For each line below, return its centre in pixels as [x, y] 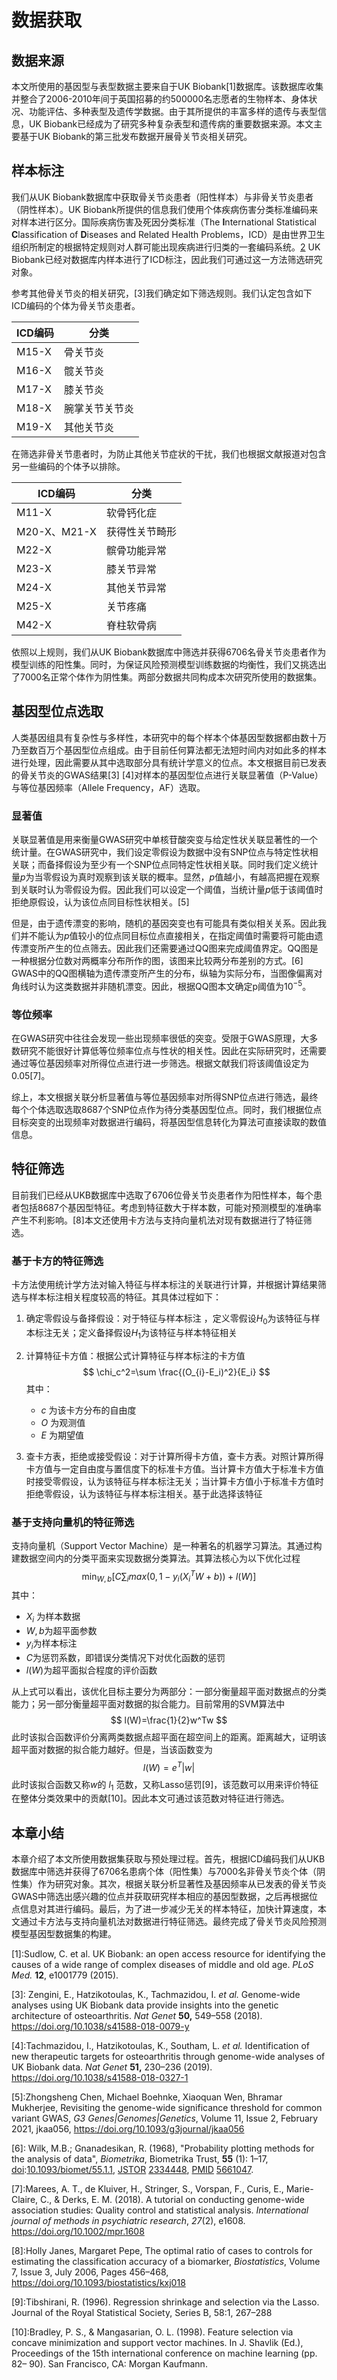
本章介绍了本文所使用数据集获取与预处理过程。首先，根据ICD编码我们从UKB [168, 1859]
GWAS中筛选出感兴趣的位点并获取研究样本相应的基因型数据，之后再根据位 [165, 1897]
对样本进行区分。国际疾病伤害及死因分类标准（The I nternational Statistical [164, 222]
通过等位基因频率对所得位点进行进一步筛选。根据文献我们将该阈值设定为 [160, 1063]
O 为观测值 [63, 1422]
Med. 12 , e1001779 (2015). [65, 1975]
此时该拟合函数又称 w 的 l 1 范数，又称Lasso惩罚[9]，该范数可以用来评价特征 [165, 1785]
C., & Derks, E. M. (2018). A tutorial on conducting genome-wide [172, 2200]
